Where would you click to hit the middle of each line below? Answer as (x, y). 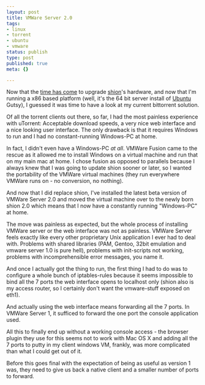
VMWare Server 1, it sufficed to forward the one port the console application (102, 313)
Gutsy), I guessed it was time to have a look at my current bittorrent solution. (103, 105)
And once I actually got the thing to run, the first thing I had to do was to (97, 269)
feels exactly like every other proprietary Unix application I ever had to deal (101, 238)
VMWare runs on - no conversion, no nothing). (65, 181)
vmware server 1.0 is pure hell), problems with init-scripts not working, (95, 251)
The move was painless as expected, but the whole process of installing (97, 224)
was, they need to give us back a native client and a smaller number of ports (102, 370)
